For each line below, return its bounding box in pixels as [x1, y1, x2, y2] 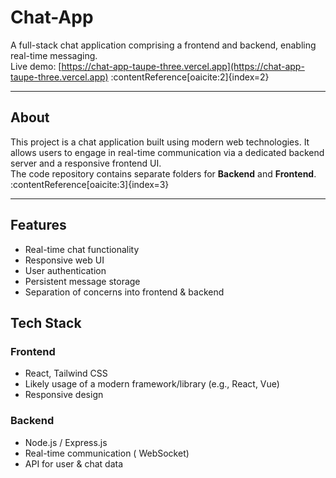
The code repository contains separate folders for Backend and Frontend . [10, 167, 317, 180]
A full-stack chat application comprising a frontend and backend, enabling [10, 39, 317, 51]
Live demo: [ [10, 60, 62, 72]
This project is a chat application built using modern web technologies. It [10, 136, 310, 148]
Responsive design [24, 389, 104, 401]
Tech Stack [10, 314, 82, 331]
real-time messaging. [10, 49, 98, 61]
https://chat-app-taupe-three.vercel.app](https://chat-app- [61, 60, 305, 72]
